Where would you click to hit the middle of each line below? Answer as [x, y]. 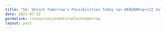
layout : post [19, 23]
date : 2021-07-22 [23, 14]
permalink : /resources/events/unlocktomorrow [53, 18]
